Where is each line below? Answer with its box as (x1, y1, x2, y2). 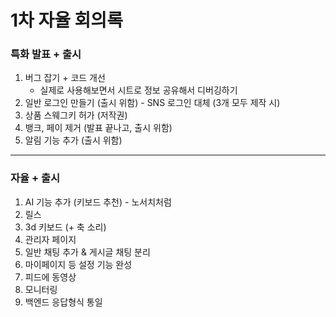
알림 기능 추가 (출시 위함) (24, 134, 123, 146)
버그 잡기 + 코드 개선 (24, 72, 106, 84)
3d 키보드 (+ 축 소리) (24, 221, 107, 233)
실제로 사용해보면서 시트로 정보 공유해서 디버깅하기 (39, 84, 238, 96)
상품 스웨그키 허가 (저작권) (24, 109, 128, 121)
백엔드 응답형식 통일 (24, 296, 103, 308)
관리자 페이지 (24, 233, 77, 245)
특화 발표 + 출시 (10, 47, 82, 61)
